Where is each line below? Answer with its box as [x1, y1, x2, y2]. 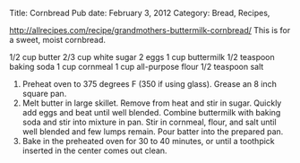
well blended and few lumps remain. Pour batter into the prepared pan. [21, 126, 284, 137]
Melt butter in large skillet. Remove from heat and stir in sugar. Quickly [21, 98, 282, 108]
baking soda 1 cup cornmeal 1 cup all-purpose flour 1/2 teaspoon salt [9, 62, 264, 72]
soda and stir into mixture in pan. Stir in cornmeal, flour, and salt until [21, 116, 277, 127]
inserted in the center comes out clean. [21, 145, 167, 156]
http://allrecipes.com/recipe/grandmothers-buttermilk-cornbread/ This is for [9, 25, 291, 35]
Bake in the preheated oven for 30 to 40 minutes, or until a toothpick [21, 136, 275, 146]
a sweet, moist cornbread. [9, 35, 106, 45]
